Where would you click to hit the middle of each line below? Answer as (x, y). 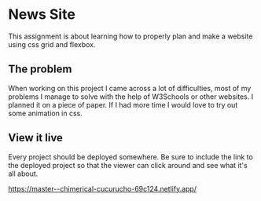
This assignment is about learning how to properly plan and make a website (130, 36)
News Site (42, 15)
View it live (35, 138)
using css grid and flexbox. (52, 44)
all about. (23, 174)
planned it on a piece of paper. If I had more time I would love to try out (123, 104)
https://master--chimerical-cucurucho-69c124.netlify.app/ (102, 188)
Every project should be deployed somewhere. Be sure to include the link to (130, 157)
